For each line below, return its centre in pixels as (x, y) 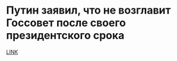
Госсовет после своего (66, 23)
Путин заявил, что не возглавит (88, 10)
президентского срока (65, 36)
